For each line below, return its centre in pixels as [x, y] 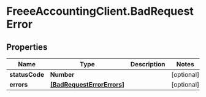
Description [148, 64]
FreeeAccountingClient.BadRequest [100, 11]
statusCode [27, 75]
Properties [27, 47]
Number [62, 75]
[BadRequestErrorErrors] [87, 84]
